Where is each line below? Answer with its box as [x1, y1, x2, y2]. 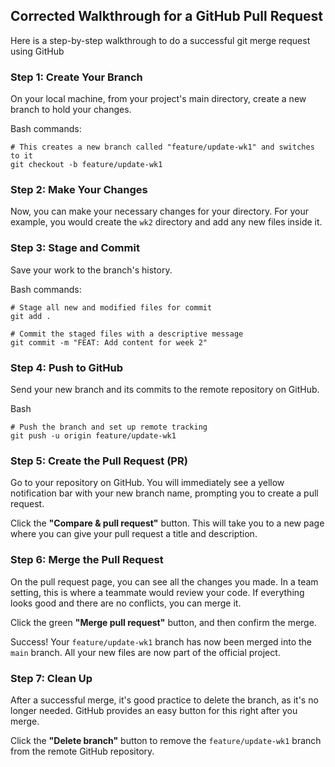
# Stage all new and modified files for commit [10, 302, 213, 313]
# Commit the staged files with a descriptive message [10, 329, 244, 339]
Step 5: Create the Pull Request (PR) [10, 454, 188, 468]
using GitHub [10, 45, 65, 57]
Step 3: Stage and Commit [10, 241, 140, 255]
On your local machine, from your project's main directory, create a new [10, 93, 307, 105]
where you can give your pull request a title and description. [10, 528, 258, 540]
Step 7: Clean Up [10, 671, 93, 685]
